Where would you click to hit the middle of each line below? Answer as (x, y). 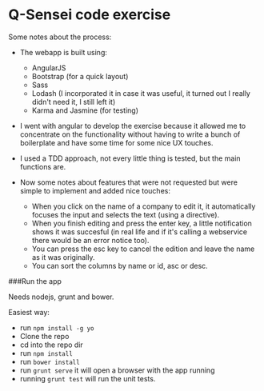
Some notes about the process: (60, 37)
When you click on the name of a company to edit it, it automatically (144, 206)
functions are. (43, 166)
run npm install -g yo (57, 327)
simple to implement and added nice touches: (95, 190)
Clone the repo (44, 336)
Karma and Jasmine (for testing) (85, 110)
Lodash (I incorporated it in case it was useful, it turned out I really (141, 93)
